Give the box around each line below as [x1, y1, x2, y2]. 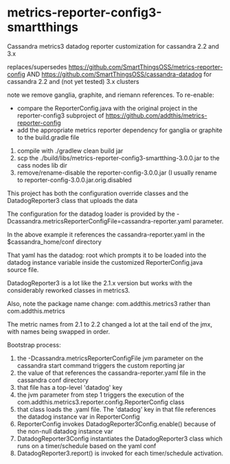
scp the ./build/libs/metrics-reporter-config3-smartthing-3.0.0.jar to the [16, 153, 220, 162]
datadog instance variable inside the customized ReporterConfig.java [7, 258, 203, 266]
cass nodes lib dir [16, 161, 67, 169]
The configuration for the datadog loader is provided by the [7, 210, 175, 218]
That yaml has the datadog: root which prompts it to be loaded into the [7, 251, 207, 259]
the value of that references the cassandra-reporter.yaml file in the [16, 368, 206, 377]
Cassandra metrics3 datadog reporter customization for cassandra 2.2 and [7, 42, 220, 50]
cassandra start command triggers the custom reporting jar [16, 361, 185, 369]
